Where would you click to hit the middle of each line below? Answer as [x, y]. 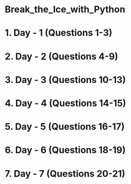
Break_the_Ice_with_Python [65, 9]
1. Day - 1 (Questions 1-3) [59, 33]
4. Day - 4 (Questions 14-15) [65, 103]
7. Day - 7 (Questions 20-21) [65, 173]
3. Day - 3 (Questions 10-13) [65, 80]
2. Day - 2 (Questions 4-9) [61, 56]
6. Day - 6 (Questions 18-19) [65, 150]
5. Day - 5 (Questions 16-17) [65, 127]
